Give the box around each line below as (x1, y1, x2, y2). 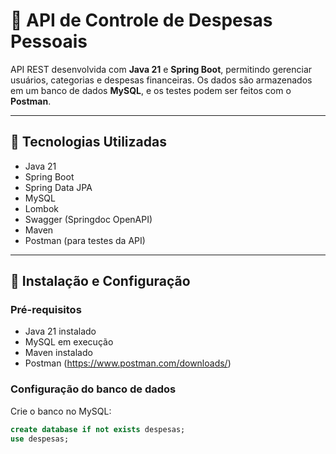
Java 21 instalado (24, 325, 97, 338)
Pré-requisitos (10, 303, 82, 317)
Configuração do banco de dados (10, 382, 177, 396)
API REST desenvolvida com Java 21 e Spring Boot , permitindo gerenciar (10, 63, 313, 75)
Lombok (24, 202, 60, 214)
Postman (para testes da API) (24, 234, 146, 246)
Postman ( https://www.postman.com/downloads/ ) (24, 357, 232, 369)
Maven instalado (24, 347, 93, 359)
